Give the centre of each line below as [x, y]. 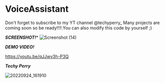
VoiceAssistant [37, 9]
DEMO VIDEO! [20, 47]
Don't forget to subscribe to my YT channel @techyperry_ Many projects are [82, 23]
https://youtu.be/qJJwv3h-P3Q [37, 56]
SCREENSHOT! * [22, 37]
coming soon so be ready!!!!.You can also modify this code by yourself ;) [79, 28]
